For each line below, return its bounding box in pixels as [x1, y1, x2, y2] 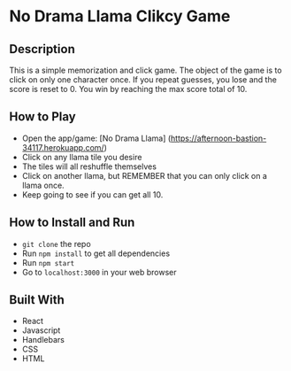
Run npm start [21, 257, 75, 267]
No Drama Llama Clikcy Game [9, 6, 231, 27]
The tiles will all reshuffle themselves [21, 161, 157, 172]
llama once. [21, 180, 65, 190]
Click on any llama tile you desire [21, 151, 142, 162]
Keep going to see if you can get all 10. [21, 189, 164, 200]
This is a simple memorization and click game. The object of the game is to [9, 65, 282, 75]
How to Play [9, 109, 77, 125]
